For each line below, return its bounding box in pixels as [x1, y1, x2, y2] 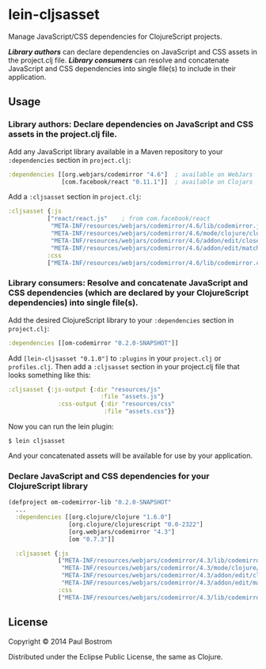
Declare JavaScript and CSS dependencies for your [8, 471, 210, 482]
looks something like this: [8, 370, 91, 380]
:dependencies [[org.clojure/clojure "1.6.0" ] [15, 513, 172, 521]
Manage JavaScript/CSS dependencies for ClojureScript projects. [8, 32, 222, 41]
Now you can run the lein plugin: [8, 421, 114, 432]
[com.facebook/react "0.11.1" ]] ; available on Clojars [61, 178, 253, 186]
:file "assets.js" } [100, 393, 165, 401]
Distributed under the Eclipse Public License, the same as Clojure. [8, 652, 223, 661]
